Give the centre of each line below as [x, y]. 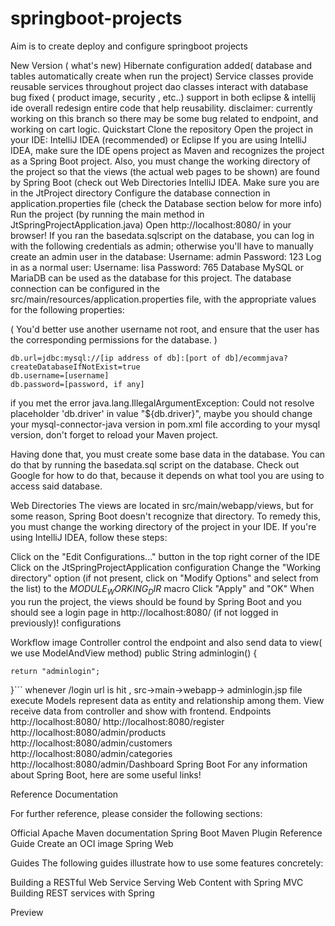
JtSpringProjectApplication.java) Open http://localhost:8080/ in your [151, 224]
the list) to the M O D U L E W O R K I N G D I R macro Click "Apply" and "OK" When [162, 589]
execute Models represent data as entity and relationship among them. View [167, 700]
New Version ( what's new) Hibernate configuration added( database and [161, 65]
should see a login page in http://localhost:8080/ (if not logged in [144, 612]
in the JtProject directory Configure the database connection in [140, 193]
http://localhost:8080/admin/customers [91, 743]
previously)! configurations [66, 623]
